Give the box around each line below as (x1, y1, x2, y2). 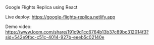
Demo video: (5, 23, 32, 29)
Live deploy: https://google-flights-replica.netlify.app (5, 14, 116, 19)
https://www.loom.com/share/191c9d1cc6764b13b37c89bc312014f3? (5, 29, 149, 34)
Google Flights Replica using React (5, 4, 78, 10)
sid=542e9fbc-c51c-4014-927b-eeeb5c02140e (5, 34, 105, 40)
